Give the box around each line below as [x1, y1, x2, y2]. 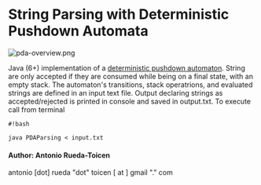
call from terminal [8, 104, 65, 114]
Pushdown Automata [8, 22, 149, 40]
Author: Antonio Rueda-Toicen [8, 151, 111, 160]
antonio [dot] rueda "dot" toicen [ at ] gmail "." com [8, 168, 173, 177]
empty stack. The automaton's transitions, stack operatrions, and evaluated [8, 80, 253, 89]
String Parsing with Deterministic [8, 5, 230, 24]
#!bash [8, 120, 30, 128]
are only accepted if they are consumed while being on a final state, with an [8, 71, 254, 81]
